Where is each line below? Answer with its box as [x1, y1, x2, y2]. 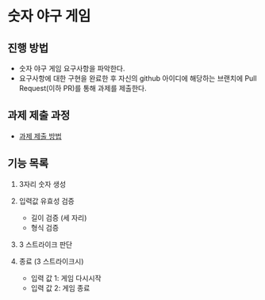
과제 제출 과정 [7, 108, 71, 123]
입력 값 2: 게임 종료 [30, 283, 90, 293]
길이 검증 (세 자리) [30, 213, 87, 222]
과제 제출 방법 [18, 131, 62, 141]
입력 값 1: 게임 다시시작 [30, 273, 102, 283]
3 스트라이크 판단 [18, 239, 73, 249]
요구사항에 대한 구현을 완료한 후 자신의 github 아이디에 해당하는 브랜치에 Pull [18, 74, 257, 83]
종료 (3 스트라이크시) [18, 256, 84, 266]
